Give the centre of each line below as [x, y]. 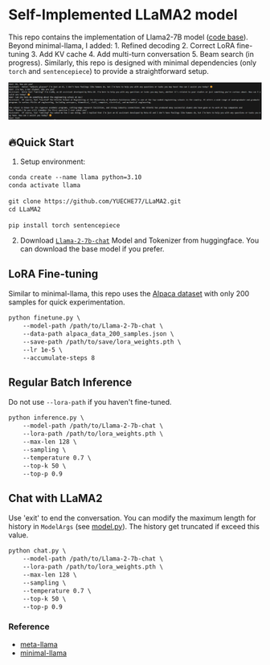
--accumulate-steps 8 [59, 358]
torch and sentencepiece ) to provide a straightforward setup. [108, 71]
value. [18, 535]
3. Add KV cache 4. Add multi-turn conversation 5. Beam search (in [143, 54]
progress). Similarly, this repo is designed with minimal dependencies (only [133, 63]
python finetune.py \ [45, 318]
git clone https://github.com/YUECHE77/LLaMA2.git [95, 202]
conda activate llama [45, 186]
